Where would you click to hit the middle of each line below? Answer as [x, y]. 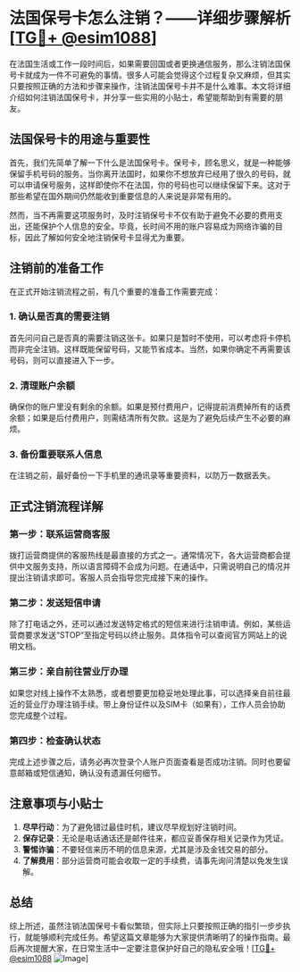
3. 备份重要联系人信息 [56, 455]
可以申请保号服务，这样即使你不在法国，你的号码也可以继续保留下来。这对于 [150, 185]
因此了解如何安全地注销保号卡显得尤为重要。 [107, 237]
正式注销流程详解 [56, 506]
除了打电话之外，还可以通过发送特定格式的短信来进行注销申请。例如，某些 [146, 624]
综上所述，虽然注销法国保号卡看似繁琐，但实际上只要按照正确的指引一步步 [146, 926]
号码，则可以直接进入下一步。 [64, 360]
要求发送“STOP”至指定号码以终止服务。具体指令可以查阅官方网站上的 [152, 635]
